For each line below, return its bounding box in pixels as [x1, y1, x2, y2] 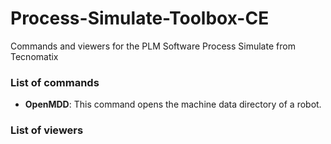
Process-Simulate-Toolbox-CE [10, 7, 270, 30]
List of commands [10, 75, 100, 89]
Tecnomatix [10, 50, 59, 62]
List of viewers [10, 123, 84, 137]
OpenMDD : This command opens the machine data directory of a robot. [24, 98, 322, 111]
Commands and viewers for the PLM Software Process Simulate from [10, 40, 296, 52]
